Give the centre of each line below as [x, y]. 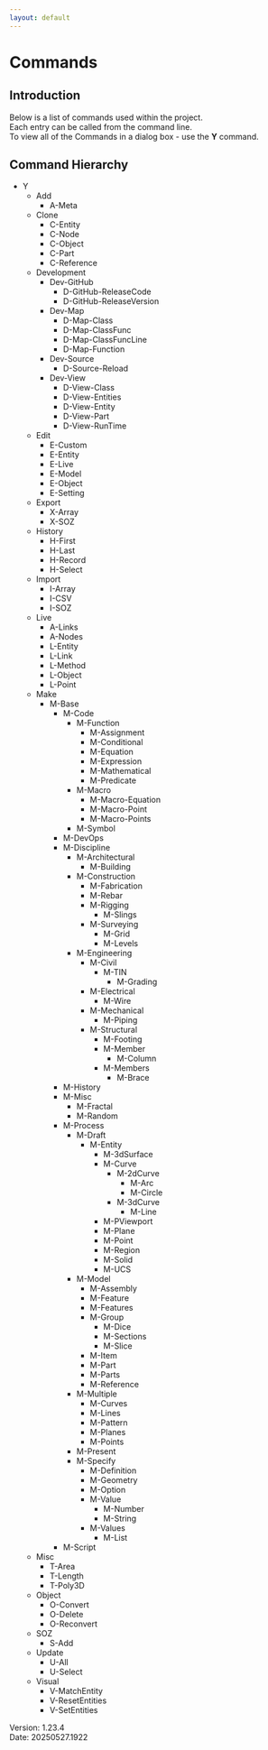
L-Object [65, 675]
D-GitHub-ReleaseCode [107, 292]
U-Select [66, 1672]
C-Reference [73, 263]
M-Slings [120, 915]
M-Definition [113, 1470]
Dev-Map [67, 311]
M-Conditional [116, 742]
